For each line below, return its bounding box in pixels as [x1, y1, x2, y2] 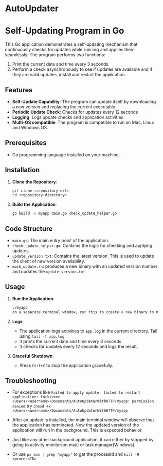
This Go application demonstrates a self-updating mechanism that [5, 41, 138, 47]
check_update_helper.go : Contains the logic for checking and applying [12, 243, 153, 248]
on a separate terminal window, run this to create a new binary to [12, 309, 154, 315]
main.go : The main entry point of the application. [12, 238, 109, 243]
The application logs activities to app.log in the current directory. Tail [19, 328, 158, 334]
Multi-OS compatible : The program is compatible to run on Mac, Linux [12, 119, 154, 125]
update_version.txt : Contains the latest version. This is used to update [12, 253, 154, 259]
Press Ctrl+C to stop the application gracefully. [19, 362, 113, 368]
